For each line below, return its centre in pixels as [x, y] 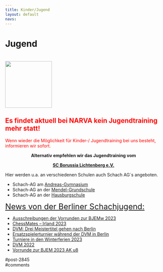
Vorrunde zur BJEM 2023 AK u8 [45, 250]
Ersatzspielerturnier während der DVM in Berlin [61, 234]
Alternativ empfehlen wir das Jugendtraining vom [83, 155]
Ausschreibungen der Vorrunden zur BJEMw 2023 [64, 218]
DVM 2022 [23, 245]
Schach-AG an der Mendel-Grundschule [54, 189]
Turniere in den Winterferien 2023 [47, 239]
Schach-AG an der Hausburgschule [49, 195]
